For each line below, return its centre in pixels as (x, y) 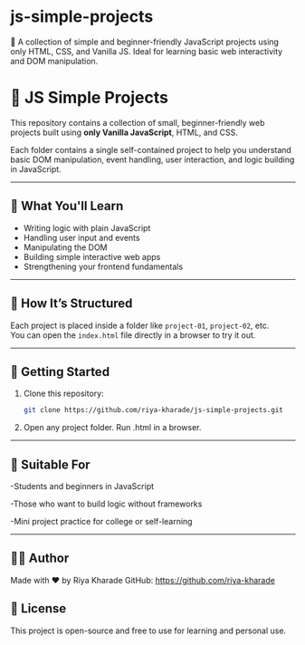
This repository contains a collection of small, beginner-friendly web (138, 122)
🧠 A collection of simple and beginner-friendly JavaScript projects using (145, 42)
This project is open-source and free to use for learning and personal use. (148, 631)
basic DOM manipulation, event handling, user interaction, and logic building (152, 159)
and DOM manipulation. (54, 61)
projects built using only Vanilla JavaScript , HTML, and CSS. (124, 132)
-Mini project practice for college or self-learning (101, 521)
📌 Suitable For (50, 464)
